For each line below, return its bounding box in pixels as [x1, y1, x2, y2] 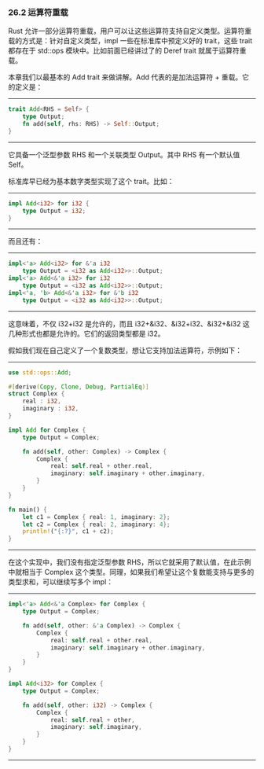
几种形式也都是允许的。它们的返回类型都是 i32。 [8, 329, 165, 338]
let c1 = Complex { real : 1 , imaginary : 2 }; [22, 513, 170, 521]
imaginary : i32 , [22, 405, 79, 413]
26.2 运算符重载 [8, 6, 68, 17]
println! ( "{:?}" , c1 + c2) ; [22, 528, 114, 535]
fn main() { [8, 506, 47, 513]
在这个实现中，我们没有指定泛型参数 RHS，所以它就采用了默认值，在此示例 [8, 557, 251, 567]
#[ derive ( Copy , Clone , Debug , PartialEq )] [8, 383, 149, 391]
